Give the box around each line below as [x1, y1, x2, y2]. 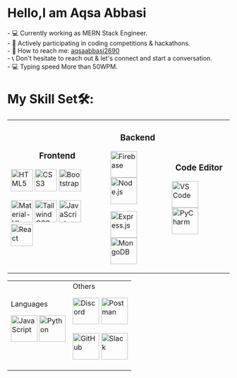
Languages [11, 299, 48, 309]
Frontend [38, 150, 76, 162]
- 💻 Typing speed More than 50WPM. [7, 62, 118, 71]
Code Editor [175, 163, 224, 174]
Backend [119, 132, 156, 143]
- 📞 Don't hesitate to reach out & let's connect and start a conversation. [7, 54, 213, 62]
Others [73, 281, 96, 291]
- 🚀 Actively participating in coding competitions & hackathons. [7, 39, 190, 47]
